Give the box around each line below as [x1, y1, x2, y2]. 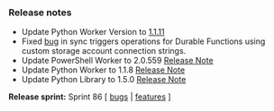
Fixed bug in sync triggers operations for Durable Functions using [21, 36, 266, 47]
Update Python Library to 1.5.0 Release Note [21, 74, 187, 85]
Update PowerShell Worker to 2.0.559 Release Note [21, 55, 214, 66]
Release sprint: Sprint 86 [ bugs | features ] [8, 91, 172, 102]
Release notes [8, 6, 72, 19]
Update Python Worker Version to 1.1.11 [21, 27, 165, 38]
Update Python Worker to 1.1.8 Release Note [21, 64, 186, 75]
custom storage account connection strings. [21, 46, 187, 56]
